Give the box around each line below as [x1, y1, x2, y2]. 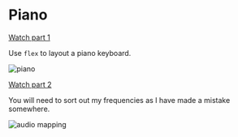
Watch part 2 [8, 79, 52, 89]
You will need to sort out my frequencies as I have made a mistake [8, 95, 231, 105]
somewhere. [8, 104, 50, 113]
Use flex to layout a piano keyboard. [8, 48, 132, 58]
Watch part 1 [8, 32, 50, 42]
